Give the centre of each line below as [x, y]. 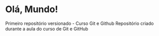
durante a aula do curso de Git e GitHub [47, 28]
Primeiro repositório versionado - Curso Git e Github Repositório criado [80, 23]
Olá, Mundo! [32, 9]
